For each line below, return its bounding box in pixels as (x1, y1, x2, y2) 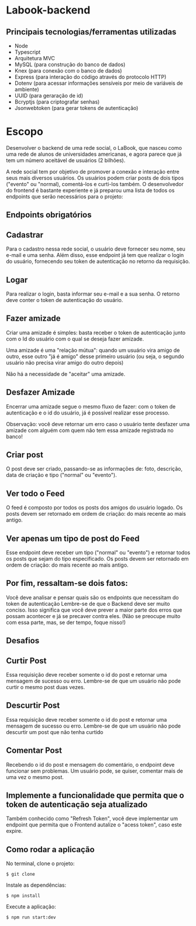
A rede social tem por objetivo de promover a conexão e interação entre (6, 168, 180, 175)
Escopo (6, 125, 44, 138)
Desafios (6, 636, 40, 646)
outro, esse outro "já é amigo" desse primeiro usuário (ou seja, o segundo (6, 352, 184, 360)
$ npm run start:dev (6, 914, 57, 921)
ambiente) (14, 86, 39, 92)
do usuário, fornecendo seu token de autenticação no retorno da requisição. (6, 258, 190, 265)
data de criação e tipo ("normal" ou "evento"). (6, 472, 117, 479)
